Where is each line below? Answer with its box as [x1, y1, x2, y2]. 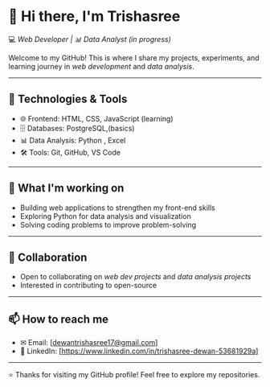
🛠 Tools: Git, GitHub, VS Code [19, 147, 121, 157]
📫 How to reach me [8, 312, 109, 326]
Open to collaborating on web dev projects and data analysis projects [19, 272, 252, 282]
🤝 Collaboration [8, 250, 88, 264]
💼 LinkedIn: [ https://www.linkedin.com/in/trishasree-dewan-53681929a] [19, 346, 259, 356]
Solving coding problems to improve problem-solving [19, 220, 197, 229]
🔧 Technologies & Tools [8, 93, 128, 106]
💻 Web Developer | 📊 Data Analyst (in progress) [8, 34, 171, 43]
